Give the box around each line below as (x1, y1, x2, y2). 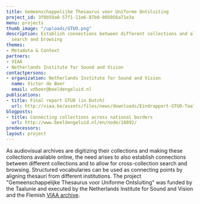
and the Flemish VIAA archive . (6, 191, 80, 199)
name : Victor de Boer (11, 81, 65, 87)
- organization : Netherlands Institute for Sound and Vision (6, 75, 161, 81)
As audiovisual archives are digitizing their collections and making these (6, 147, 183, 154)
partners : (6, 53, 31, 59)
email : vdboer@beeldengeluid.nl (11, 86, 92, 92)
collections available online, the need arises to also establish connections (6, 153, 186, 160)
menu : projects (6, 20, 44, 26)
